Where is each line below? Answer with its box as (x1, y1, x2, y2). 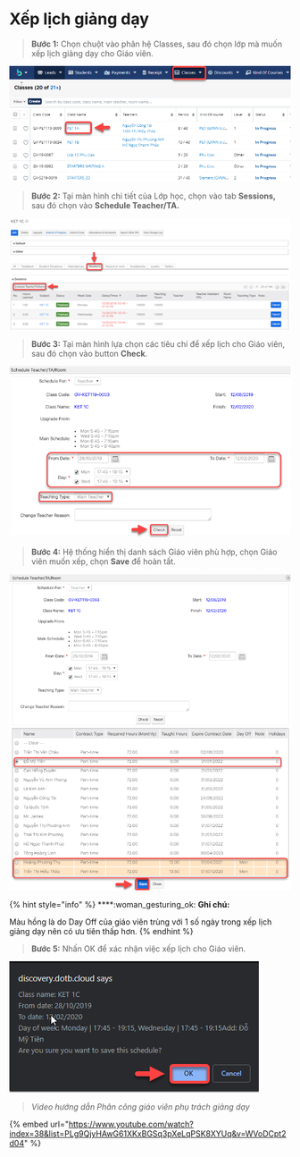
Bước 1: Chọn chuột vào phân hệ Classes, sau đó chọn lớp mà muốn (30, 38, 283, 49)
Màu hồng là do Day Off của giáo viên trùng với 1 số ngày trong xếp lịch (9, 916, 272, 927)
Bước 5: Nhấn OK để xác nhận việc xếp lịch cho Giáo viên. (30, 943, 246, 954)
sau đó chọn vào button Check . (30, 348, 148, 359)
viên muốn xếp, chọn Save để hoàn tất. (30, 556, 176, 567)
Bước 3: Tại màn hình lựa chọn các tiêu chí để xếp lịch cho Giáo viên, (30, 338, 286, 349)
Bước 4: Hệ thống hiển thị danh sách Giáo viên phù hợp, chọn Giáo (30, 546, 278, 558)
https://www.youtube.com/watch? (68, 1119, 194, 1129)
